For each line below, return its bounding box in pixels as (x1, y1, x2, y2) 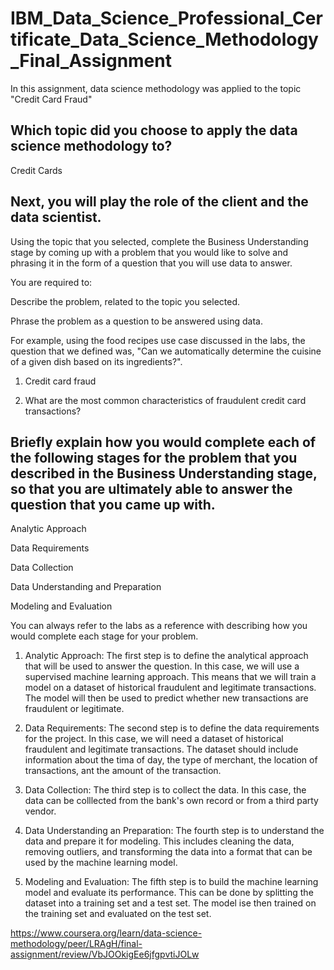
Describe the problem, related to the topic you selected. (10, 295, 241, 307)
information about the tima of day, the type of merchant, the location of (24, 754, 318, 766)
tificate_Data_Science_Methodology (10, 28, 319, 51)
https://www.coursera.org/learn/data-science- (10, 927, 203, 939)
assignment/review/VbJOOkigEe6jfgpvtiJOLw (10, 948, 200, 961)
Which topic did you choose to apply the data (10, 122, 298, 139)
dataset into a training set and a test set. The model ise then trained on (24, 897, 317, 909)
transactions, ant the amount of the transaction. (24, 765, 222, 777)
